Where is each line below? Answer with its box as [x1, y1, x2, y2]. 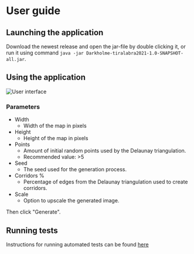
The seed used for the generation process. [23, 166, 127, 173]
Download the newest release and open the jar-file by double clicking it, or [6, 43, 186, 50]
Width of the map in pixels [23, 122, 87, 130]
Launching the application [6, 28, 104, 38]
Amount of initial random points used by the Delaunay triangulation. [23, 147, 186, 154]
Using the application [6, 72, 86, 83]
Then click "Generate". [6, 208, 61, 215]
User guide [6, 4, 60, 18]
